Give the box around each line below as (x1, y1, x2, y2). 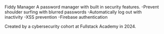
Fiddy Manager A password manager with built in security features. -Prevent (4, 4, 159, 10)
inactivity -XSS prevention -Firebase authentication (4, 14, 108, 20)
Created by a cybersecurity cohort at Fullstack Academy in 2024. (4, 23, 137, 29)
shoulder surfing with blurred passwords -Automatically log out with (4, 9, 142, 15)
